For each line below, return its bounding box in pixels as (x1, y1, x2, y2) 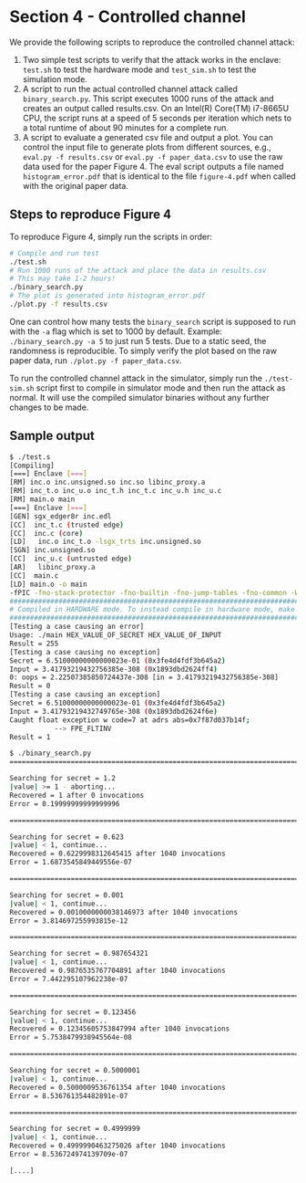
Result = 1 (9, 732, 51, 741)
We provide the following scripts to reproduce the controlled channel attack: (9, 37, 295, 47)
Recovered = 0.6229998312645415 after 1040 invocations (9, 849, 226, 859)
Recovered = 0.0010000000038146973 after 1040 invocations (9, 907, 239, 916)
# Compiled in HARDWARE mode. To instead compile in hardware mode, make (9, 605, 296, 614)
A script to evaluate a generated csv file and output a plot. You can (22, 131, 273, 142)
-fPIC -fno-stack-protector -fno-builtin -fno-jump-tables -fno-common (9, 588, 287, 597)
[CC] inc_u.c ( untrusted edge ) (9, 554, 132, 563)
